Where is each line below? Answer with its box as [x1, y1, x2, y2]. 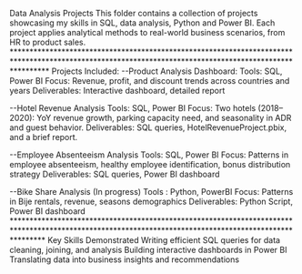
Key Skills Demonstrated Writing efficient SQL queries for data [47, 235, 280, 245]
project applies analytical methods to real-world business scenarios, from [9, 27, 286, 37]
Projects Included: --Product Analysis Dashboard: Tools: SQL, [51, 66, 283, 76]
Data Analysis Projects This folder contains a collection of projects [9, 8, 258, 18]
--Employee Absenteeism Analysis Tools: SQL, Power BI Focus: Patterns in [9, 149, 289, 160]
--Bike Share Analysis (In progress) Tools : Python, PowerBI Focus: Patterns [9, 187, 294, 197]
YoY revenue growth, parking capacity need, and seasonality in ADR [35, 113, 292, 123]
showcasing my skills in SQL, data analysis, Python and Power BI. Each [9, 17, 276, 28]
